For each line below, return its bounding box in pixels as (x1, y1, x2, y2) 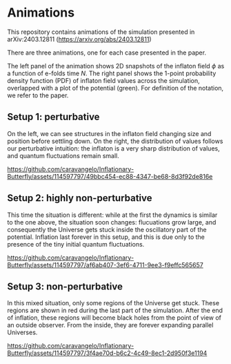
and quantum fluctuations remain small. (7, 151, 119, 160)
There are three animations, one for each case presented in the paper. (7, 48, 207, 57)
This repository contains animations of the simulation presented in (7, 28, 195, 36)
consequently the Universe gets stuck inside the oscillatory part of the (7, 225, 207, 233)
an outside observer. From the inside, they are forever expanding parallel (7, 321, 214, 329)
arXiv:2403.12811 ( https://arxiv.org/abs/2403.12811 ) (7, 35, 152, 43)
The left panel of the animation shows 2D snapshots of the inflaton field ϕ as (7, 61, 225, 70)
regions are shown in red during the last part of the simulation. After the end (7, 306, 223, 315)
